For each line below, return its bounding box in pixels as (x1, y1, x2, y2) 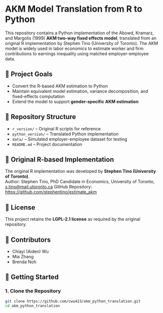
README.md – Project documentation (12, 141, 82, 147)
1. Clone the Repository (5, 288, 61, 294)
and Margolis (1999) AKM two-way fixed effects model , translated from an (5, 35, 157, 41)
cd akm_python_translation (5, 303, 60, 308)
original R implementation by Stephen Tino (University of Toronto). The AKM (5, 40, 159, 46)
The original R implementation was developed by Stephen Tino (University (5, 168, 156, 174)
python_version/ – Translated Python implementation (12, 131, 119, 137)
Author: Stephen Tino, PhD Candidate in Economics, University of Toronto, (5, 179, 155, 185)
